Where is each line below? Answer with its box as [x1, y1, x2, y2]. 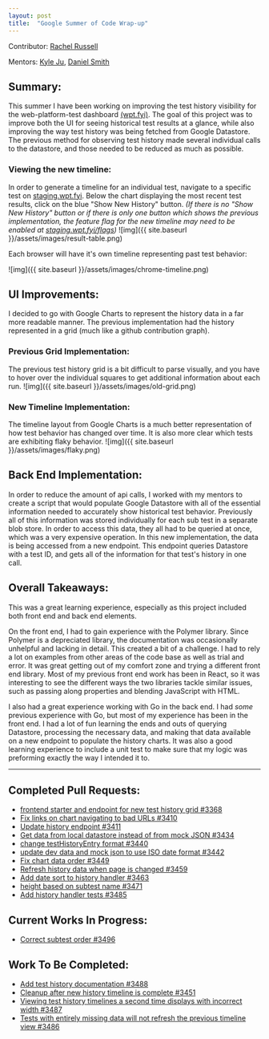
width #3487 [19, 1005, 62, 1015]
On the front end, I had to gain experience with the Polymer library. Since [8, 627, 249, 636]
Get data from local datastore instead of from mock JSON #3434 [19, 830, 235, 840]
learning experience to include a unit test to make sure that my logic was [8, 744, 248, 754]
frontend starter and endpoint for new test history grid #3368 [19, 805, 223, 814]
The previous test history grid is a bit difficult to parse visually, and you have [8, 364, 260, 374]
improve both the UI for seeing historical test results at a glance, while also [8, 118, 255, 128]
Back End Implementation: [8, 469, 143, 482]
